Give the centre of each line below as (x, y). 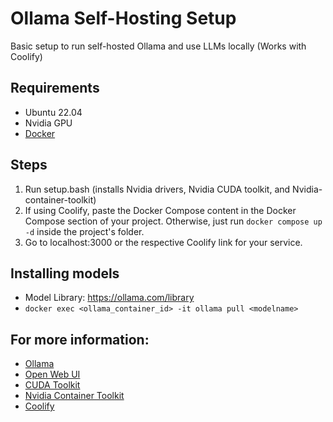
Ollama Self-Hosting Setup (123, 18)
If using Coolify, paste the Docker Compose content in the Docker (160, 210)
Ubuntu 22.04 (53, 112)
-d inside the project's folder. (84, 231)
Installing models (65, 273)
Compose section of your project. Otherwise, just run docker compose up (173, 221)
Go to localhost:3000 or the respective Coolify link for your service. (163, 242)
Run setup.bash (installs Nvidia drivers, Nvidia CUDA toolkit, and (157, 189)
